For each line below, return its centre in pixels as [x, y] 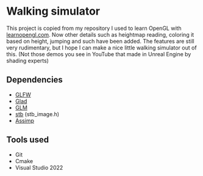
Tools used [28, 140]
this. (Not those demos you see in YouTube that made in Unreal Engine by [99, 54]
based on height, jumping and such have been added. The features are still [101, 41]
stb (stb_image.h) [37, 114]
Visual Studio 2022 [39, 167]
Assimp [25, 120]
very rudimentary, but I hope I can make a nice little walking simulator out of [101, 48]
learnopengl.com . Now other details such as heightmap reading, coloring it [100, 34]
